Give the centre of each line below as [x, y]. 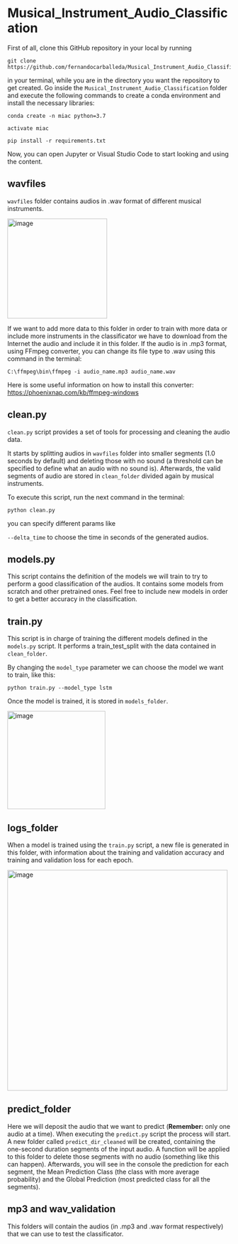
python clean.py [31, 510]
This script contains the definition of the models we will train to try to [108, 576]
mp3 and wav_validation [62, 1209]
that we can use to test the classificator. [66, 1233]
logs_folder [33, 828]
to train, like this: [32, 675]
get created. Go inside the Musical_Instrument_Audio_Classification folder [118, 87]
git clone [22, 61]
